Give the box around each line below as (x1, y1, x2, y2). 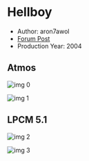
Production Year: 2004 (17, 42, 82, 50)
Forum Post (17, 34, 50, 42)
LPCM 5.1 (7, 114, 48, 126)
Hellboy (7, 4, 52, 20)
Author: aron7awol (17, 27, 70, 35)
